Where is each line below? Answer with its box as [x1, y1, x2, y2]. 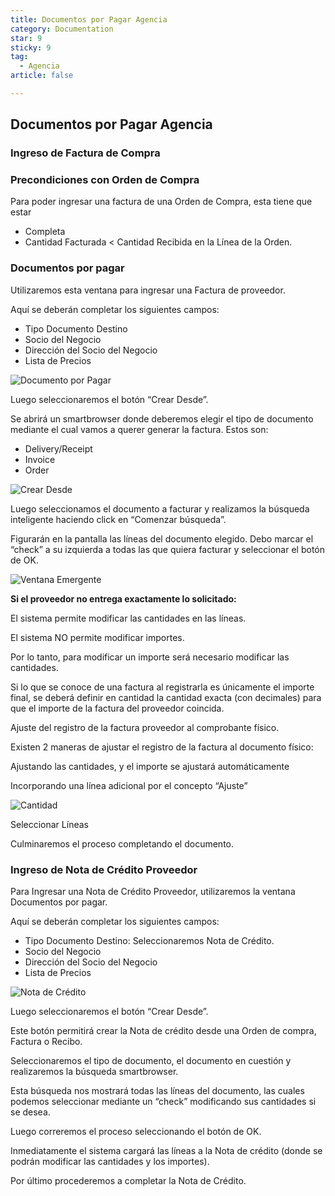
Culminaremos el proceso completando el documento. [10, 837, 235, 850]
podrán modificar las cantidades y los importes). [10, 1156, 210, 1168]
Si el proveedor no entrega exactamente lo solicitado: [10, 592, 237, 605]
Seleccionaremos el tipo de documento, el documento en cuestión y [10, 1055, 292, 1067]
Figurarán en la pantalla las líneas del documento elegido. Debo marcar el [10, 532, 314, 545]
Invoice [24, 453, 56, 465]
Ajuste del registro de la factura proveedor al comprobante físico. [10, 721, 280, 733]
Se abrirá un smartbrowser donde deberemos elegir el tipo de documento [10, 412, 314, 425]
